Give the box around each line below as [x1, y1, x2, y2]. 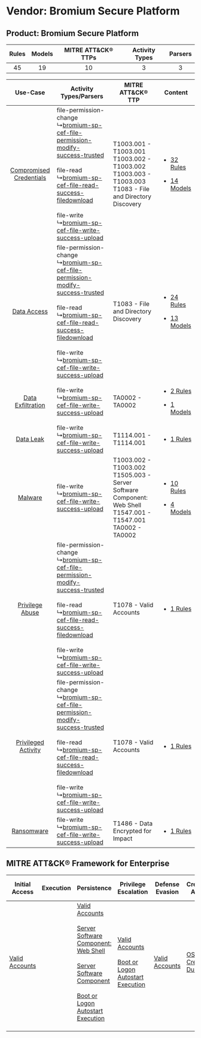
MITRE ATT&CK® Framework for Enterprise [6, 858, 170, 869]
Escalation [117, 887, 148, 896]
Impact [112, 834, 133, 842]
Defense [154, 880, 179, 888]
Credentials [14, 174, 47, 181]
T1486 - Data [112, 819, 153, 827]
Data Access [12, 308, 48, 315]
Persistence [77, 884, 112, 892]
